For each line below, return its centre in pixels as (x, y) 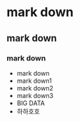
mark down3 (35, 95)
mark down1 (34, 81)
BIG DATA (31, 103)
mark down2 (35, 88)
